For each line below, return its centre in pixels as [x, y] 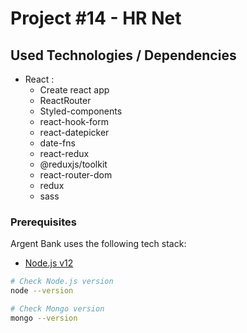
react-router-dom [76, 175]
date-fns [57, 143]
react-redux [64, 153]
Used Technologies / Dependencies [123, 55]
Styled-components [81, 111]
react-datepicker [74, 132]
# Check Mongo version [57, 309]
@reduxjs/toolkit [73, 164]
